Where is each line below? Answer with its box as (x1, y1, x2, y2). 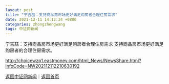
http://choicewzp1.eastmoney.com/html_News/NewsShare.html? (5, 58, 142, 64)
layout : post (5, 7, 33, 13)
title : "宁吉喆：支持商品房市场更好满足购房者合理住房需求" (5, 12, 118, 17)
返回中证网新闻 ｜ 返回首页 (5, 73, 59, 79)
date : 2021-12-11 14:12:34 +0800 (5, 17, 77, 22)
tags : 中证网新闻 (5, 26, 38, 32)
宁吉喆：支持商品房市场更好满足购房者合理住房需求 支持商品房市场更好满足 (5, 41, 164, 47)
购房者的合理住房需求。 (5, 47, 55, 53)
